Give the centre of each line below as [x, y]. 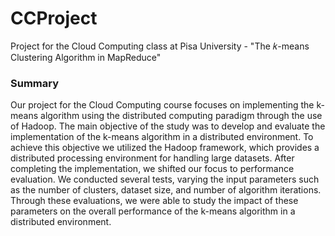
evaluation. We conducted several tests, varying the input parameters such [165, 179]
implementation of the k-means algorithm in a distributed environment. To [162, 137]
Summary [35, 83]
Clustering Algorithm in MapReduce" [86, 57]
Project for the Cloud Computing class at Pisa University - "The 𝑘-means [160, 46]
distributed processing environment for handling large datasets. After [152, 158]
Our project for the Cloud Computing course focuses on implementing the [162, 105]
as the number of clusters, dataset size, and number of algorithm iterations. [166, 190]
